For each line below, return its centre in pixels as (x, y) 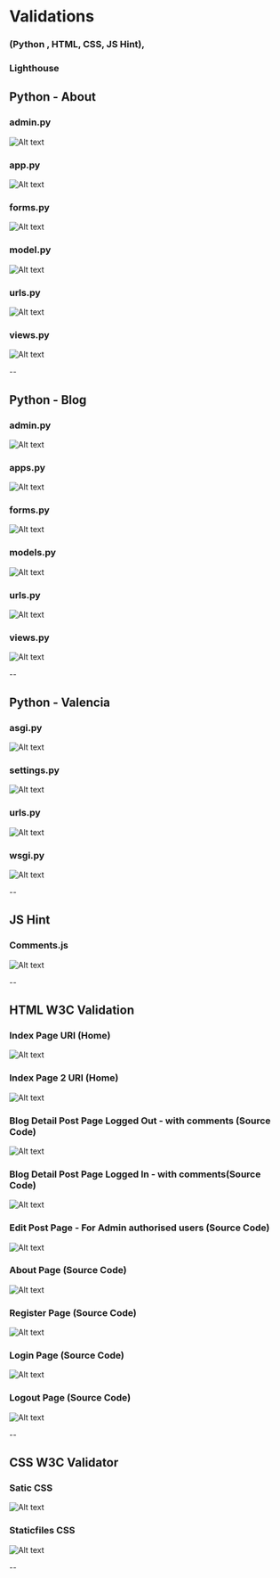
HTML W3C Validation (72, 1011)
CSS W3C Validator (64, 1463)
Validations (52, 16)
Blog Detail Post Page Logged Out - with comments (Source (140, 1121)
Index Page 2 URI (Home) (64, 1078)
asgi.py (26, 727)
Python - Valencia (60, 702)
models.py (32, 553)
